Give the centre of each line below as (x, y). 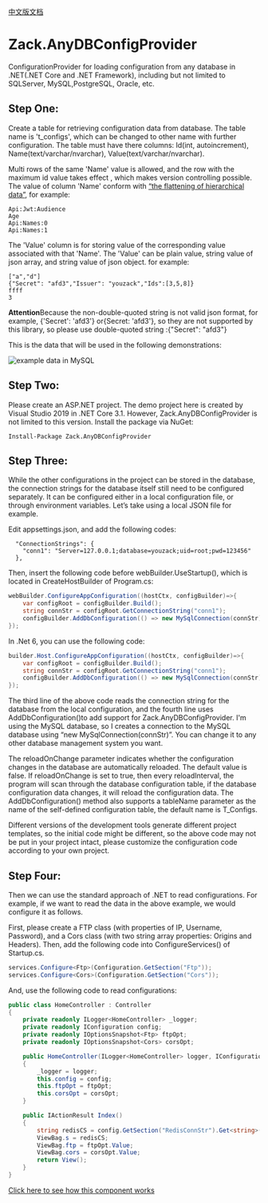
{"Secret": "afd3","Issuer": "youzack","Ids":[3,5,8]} (101, 283)
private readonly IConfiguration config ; (92, 1027)
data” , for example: (39, 194)
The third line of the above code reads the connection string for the (119, 701)
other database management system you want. (86, 743)
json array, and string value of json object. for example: (99, 261)
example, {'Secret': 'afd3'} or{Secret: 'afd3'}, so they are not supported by (131, 321)
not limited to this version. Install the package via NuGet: (101, 421)
